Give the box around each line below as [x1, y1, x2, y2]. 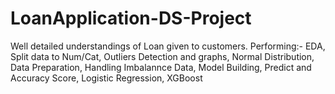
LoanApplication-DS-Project [10, 7, 252, 30]
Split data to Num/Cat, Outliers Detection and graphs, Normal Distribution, [10, 50, 315, 62]
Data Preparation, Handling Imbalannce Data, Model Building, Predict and [10, 61, 312, 73]
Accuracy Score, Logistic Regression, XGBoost [10, 72, 203, 84]
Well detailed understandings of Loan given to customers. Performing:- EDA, [10, 40, 326, 52]
